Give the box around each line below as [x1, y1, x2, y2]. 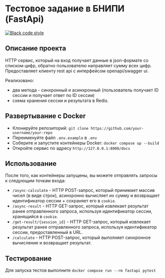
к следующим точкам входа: [5, 178, 66, 184]
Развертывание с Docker [5, 112, 86, 120]
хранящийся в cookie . [12, 214, 58, 220]
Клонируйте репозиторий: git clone [12, 125, 89, 131]
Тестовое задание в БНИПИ [5, 3, 125, 14]
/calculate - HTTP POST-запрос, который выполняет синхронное [12, 234, 151, 240]
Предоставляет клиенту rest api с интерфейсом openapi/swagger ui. [5, 68, 149, 74]
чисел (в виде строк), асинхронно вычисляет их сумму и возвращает [12, 192, 160, 198]
